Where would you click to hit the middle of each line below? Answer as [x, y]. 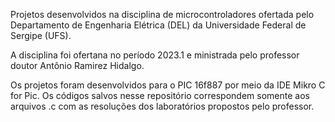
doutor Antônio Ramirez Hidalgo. [77, 65]
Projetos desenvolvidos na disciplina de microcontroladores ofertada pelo [162, 14]
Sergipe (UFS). [41, 35]
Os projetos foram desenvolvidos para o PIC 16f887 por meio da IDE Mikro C [168, 85]
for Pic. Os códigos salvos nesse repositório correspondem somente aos [160, 95]
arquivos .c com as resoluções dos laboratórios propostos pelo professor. [162, 106]
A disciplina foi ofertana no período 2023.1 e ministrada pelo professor [155, 55]
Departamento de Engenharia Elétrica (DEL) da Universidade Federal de [158, 25]
